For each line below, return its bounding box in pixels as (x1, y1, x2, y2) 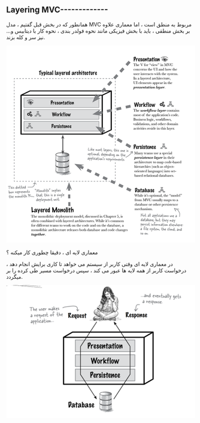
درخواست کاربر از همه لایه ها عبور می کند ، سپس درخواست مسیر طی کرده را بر (6, 267, 187, 274)
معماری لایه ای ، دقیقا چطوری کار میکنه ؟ (6, 249, 98, 256)
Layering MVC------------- (6, 5, 108, 15)
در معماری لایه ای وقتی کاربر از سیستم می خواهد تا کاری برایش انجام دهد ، (6, 260, 173, 267)
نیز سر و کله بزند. (6, 33, 46, 41)
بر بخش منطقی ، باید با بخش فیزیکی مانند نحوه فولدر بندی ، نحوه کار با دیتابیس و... (6, 27, 190, 34)
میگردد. (6, 273, 23, 280)
